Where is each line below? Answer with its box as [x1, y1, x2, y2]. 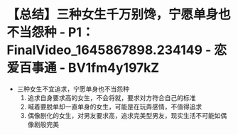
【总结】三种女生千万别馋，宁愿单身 [6, 6, 219, 23]
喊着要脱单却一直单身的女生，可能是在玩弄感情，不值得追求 [27, 102, 202, 111]
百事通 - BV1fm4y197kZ [19, 60, 160, 76]
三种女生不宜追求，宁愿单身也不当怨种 [16, 85, 129, 93]
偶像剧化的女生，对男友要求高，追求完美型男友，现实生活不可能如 [27, 111, 221, 119]
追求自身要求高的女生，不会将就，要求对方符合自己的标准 [27, 93, 196, 102]
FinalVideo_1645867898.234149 [6, 42, 203, 58]
